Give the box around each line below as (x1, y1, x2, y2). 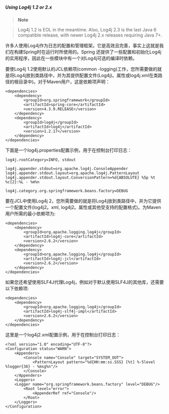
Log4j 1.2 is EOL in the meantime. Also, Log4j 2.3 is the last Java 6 (17, 26, 157, 32)
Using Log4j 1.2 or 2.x (5, 4, 52, 10)
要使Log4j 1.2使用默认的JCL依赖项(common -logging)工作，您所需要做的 (5, 66, 158, 72)
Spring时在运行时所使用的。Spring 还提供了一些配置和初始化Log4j (22, 49, 161, 55)
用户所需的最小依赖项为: (5, 211, 56, 217)
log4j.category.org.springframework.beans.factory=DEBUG (5, 188, 128, 193)
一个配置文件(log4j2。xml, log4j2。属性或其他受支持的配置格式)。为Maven (5, 204, 161, 210)
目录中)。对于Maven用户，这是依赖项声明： (18, 79, 110, 85)
